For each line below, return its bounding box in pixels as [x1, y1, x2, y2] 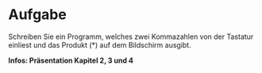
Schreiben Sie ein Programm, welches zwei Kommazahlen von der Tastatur [8, 32, 254, 41]
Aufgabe [8, 6, 67, 24]
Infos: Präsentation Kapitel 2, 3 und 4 [8, 56, 133, 65]
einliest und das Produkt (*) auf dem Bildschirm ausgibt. [8, 40, 192, 49]
